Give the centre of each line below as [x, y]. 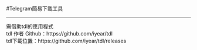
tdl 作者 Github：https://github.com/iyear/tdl [60, 33]
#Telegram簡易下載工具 [35, 8]
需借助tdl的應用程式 [30, 26]
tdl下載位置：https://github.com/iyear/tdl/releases [66, 41]
